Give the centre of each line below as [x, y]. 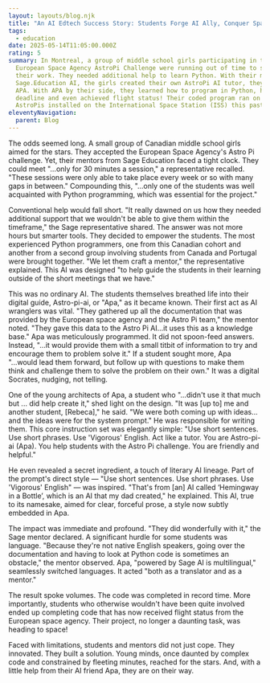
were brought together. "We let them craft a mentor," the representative [127, 261]
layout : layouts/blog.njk [51, 16]
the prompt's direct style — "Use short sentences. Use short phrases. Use [131, 478]
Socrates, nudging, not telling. [58, 379]
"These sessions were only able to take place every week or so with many [131, 177]
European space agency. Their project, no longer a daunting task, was [125, 620]
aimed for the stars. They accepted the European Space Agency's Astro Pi [131, 151]
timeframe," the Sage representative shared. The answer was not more [126, 227]
